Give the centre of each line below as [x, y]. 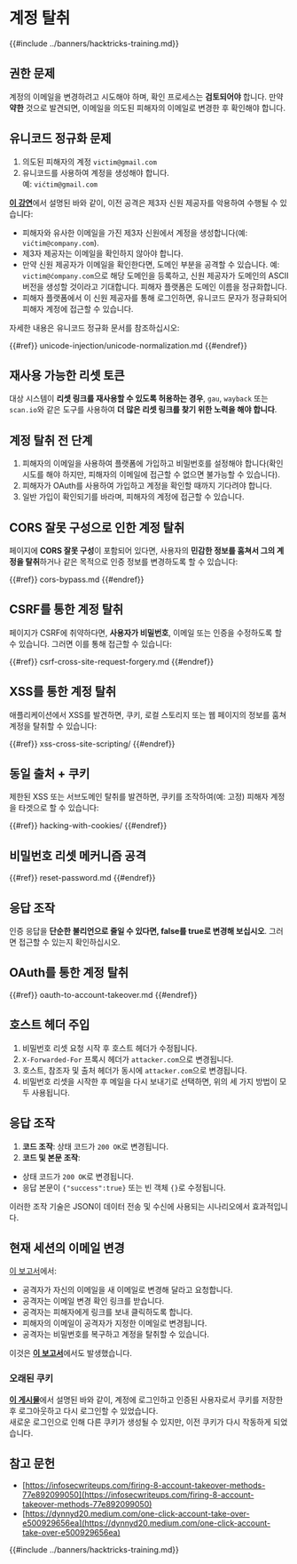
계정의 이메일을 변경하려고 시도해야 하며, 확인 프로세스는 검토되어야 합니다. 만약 [146, 96]
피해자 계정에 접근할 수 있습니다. [78, 308]
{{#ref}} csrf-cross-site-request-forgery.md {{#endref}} [112, 661]
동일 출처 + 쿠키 [50, 774]
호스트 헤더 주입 [50, 1025]
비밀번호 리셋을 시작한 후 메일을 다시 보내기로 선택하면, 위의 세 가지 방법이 [149, 1081]
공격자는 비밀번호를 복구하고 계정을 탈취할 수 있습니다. [116, 1335]
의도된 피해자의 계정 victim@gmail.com [90, 162]
